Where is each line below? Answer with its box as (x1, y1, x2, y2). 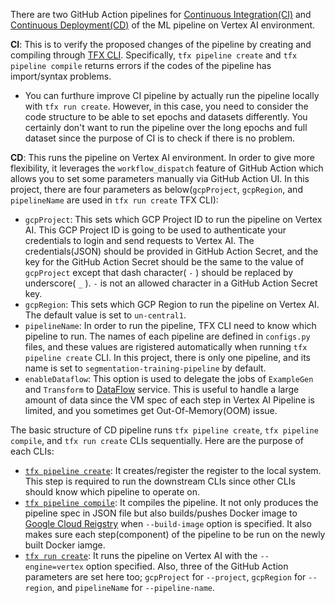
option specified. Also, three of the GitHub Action (85, 560, 289, 572)
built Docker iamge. (24, 539, 106, 551)
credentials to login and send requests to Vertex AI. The (24, 235, 255, 246)
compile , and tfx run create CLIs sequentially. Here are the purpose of (10, 435, 304, 446)
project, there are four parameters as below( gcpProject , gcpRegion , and (10, 184, 303, 195)
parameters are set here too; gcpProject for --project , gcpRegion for (24, 571, 307, 583)
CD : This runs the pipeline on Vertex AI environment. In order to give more (10, 152, 315, 163)
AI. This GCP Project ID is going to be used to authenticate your (24, 224, 287, 236)
